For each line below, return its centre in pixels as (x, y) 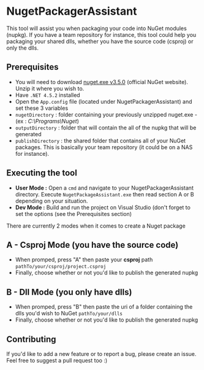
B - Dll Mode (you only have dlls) (69, 292)
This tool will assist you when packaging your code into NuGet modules (96, 28)
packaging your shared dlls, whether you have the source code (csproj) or (100, 41)
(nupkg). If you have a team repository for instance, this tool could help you (101, 34)
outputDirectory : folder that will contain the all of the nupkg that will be (106, 128)
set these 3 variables (42, 108)
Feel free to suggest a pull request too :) (57, 360)
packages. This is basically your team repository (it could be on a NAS (104, 147)
